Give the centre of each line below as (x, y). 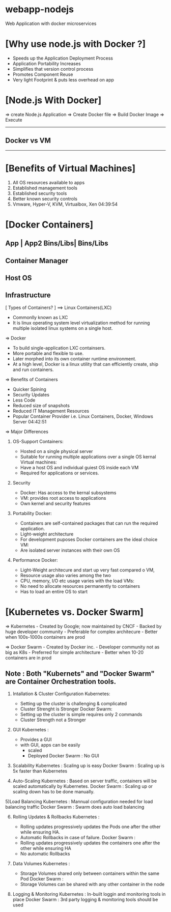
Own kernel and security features (55, 503)
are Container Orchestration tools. (61, 682)
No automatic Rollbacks (45, 854)
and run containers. (33, 369)
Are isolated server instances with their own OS (70, 550)
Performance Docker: (35, 560)
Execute (14, 120)
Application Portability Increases (47, 63)
